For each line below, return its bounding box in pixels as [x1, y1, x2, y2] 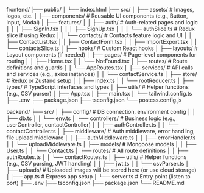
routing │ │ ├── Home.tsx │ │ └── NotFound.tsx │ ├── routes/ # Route [6, 58, 188, 65]
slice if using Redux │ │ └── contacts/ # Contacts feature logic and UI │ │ [6, 32, 192, 39]
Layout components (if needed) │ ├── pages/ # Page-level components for [6, 51, 197, 58]
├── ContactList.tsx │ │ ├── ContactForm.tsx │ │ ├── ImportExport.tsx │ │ [6, 38, 198, 45]
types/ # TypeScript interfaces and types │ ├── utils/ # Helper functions [6, 83, 189, 91]
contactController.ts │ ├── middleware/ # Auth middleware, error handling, [6, 128, 195, 135]
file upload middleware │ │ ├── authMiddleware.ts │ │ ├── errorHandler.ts [6, 134, 196, 141]
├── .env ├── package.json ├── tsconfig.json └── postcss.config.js [6, 96, 182, 104]
